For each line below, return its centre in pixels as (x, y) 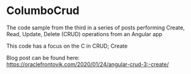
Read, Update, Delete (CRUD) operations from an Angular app (84, 34)
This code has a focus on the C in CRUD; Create (67, 46)
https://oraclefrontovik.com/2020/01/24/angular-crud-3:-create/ (88, 64)
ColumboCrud (43, 11)
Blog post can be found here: (43, 57)
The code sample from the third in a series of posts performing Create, (95, 28)
